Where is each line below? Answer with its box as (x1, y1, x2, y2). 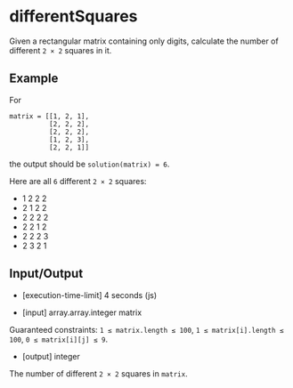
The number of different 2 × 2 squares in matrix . (9, 368, 189, 379)
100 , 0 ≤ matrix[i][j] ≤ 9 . (9, 334, 109, 344)
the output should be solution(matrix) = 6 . (9, 158, 170, 169)
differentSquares (9, 6, 138, 27)
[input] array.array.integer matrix (21, 307, 142, 318)
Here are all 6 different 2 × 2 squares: (9, 175, 147, 186)
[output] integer (21, 351, 80, 361)
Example (9, 71, 59, 86)
